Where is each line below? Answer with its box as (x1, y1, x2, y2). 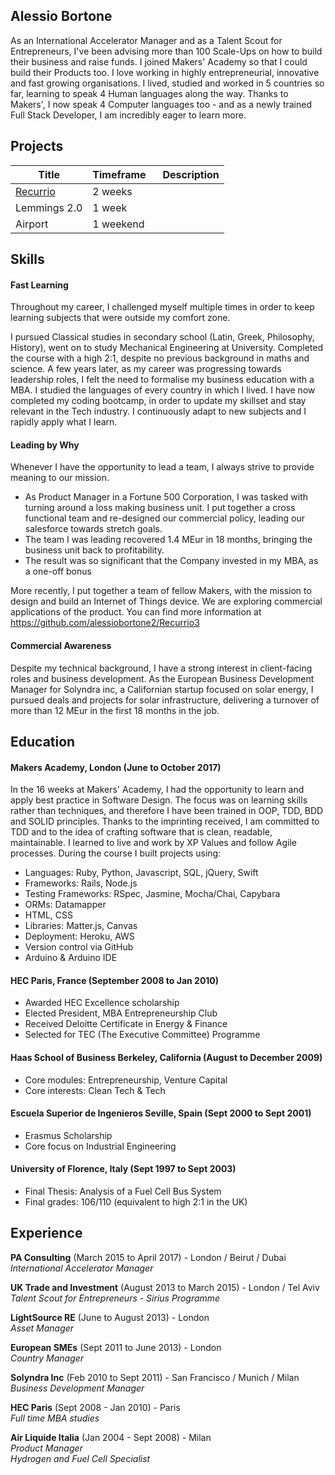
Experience (10, 1225, 83, 1242)
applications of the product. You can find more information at (10, 606, 262, 618)
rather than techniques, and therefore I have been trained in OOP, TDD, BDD (10, 805, 324, 817)
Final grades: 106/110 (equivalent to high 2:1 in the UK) (24, 1196, 248, 1208)
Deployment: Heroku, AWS (24, 930, 135, 943)
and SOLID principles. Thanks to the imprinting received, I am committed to (10, 815, 320, 828)
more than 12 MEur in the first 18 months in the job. (10, 704, 220, 716)
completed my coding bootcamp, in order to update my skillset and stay (10, 395, 307, 407)
